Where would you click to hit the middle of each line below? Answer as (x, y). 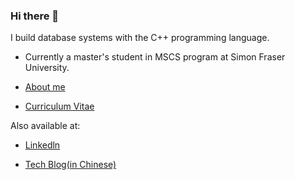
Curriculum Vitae (59, 106)
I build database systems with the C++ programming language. (140, 38)
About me (45, 87)
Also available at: (45, 126)
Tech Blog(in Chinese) (70, 165)
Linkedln (42, 145)
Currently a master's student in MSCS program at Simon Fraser (155, 57)
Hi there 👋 (35, 16)
